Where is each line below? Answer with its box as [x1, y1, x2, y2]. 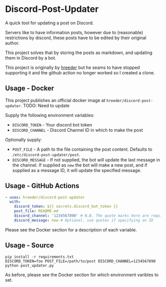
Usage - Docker [5, 84, 54, 93]
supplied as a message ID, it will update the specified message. [12, 167, 142, 173]
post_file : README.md [14, 209, 58, 214]
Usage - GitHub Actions [5, 182, 80, 190]
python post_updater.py [5, 263, 54, 268]
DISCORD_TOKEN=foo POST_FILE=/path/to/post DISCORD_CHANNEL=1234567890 [5, 259, 156, 264]
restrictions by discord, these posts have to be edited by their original [5, 35, 147, 41]
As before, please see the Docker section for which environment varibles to [5, 272, 159, 278]
